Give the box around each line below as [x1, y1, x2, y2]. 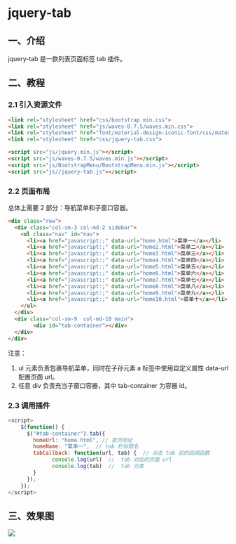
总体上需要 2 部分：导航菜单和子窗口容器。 [8, 203, 132, 212]
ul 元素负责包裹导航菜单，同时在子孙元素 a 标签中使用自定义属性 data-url [18, 363, 229, 372]
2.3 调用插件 [8, 401, 50, 410]
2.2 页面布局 [8, 186, 50, 196]
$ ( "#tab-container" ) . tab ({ [26, 430, 106, 437]
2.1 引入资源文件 [8, 100, 62, 110]
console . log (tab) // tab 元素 [52, 462, 144, 470]
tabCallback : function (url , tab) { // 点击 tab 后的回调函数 [33, 450, 210, 457]
